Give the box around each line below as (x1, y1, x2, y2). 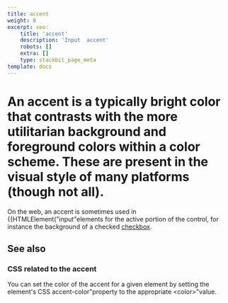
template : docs (7, 63, 52, 70)
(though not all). (7, 183, 104, 200)
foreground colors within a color (7, 139, 200, 154)
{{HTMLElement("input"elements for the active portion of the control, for (7, 215, 220, 223)
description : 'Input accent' (20, 37, 110, 44)
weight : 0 (7, 17, 37, 24)
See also (7, 242, 46, 255)
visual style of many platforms (7, 168, 190, 185)
